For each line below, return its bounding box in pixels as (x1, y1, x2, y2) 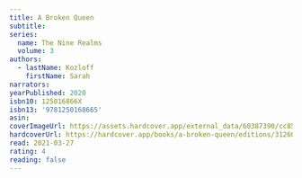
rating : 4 (9, 147, 47, 156)
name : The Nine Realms (17, 38, 102, 48)
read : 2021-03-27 (9, 138, 75, 147)
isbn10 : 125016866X (9, 96, 83, 106)
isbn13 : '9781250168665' (9, 105, 102, 114)
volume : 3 (17, 47, 54, 56)
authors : (9, 55, 42, 64)
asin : (9, 113, 30, 122)
